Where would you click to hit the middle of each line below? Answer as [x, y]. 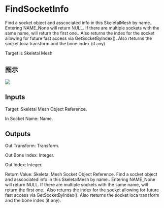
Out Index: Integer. [24, 165]
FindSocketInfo [37, 9]
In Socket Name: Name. [29, 119]
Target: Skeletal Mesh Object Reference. [46, 109]
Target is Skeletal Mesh [29, 53]
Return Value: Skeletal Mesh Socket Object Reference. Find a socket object [81, 174]
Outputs [18, 134]
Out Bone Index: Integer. [30, 155]
